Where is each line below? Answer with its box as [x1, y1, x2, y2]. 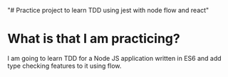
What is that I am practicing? [7, 31, 180, 47]
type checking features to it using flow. [7, 61, 122, 70]
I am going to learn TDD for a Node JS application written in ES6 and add [7, 54, 222, 62]
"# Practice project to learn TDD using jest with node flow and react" [7, 6, 209, 14]
